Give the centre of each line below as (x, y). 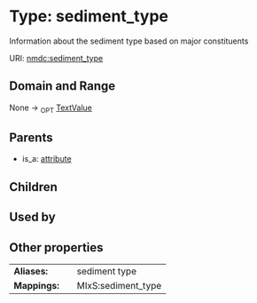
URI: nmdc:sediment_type (56, 58)
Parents (31, 137)
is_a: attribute (47, 159)
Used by (32, 217)
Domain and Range (62, 86)
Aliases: (31, 271)
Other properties (56, 247)
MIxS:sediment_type (119, 285)
